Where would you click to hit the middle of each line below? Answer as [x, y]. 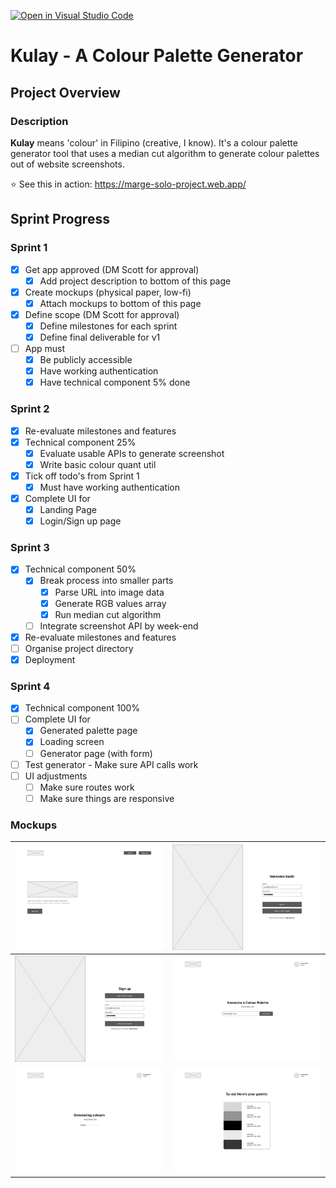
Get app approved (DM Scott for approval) [112, 269]
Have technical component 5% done [115, 382]
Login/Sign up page [80, 521]
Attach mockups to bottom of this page [120, 303]
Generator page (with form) [96, 753]
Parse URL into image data [109, 592]
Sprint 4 [30, 686]
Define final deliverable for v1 [100, 337]
